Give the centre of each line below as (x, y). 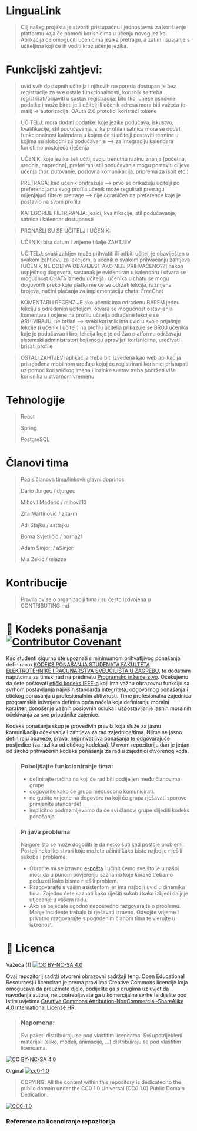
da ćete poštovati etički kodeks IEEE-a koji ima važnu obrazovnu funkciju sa (98, 683)
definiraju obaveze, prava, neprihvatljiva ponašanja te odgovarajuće (88, 738)
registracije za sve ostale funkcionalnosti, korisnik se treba (91, 92)
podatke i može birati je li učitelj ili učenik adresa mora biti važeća (100, 105)
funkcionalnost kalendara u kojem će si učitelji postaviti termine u (99, 135)
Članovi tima (37, 463)
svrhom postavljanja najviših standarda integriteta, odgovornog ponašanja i (97, 689)
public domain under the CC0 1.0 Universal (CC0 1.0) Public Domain (103, 1089)
